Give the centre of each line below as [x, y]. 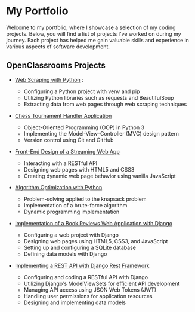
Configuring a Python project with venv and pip [82, 91]
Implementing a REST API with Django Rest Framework [82, 265]
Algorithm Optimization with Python [58, 187]
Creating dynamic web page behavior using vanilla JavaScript [100, 176]
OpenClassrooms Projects [56, 65]
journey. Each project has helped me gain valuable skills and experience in [98, 40]
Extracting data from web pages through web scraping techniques [105, 104]
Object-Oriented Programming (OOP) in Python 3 [84, 127]
